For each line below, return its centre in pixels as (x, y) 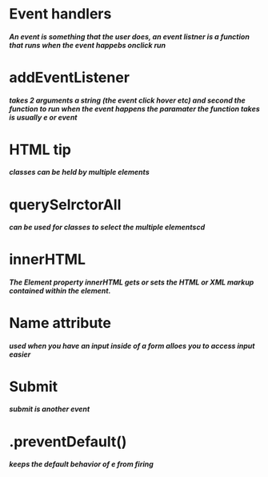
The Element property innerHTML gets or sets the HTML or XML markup (132, 282)
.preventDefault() (68, 441)
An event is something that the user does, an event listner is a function (130, 36)
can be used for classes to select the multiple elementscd (107, 227)
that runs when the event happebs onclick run (88, 45)
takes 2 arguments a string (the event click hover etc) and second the (128, 100)
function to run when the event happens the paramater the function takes (134, 108)
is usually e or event (43, 117)
